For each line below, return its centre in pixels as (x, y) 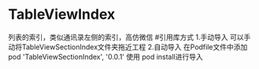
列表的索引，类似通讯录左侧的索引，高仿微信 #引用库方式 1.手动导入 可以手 (129, 37)
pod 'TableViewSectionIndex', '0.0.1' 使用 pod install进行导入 (105, 56)
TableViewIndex (62, 15)
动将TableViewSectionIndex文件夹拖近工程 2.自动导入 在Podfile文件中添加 (128, 47)
